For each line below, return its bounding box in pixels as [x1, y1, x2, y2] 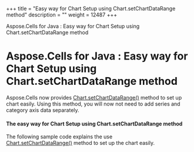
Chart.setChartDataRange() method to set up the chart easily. [6, 140, 155, 147]
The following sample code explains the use [6, 133, 113, 140]
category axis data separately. [6, 106, 79, 114]
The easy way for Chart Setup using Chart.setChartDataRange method [6, 120, 183, 127]
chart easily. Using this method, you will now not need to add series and [6, 100, 180, 107]
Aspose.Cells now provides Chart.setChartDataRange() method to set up [6, 94, 182, 101]
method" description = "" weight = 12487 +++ [6, 11, 118, 18]
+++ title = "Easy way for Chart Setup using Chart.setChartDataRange [6, 5, 176, 12]
